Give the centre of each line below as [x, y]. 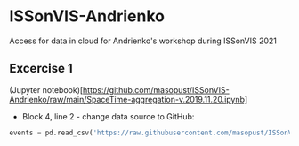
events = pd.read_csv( [51, 133]
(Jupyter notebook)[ [46, 89]
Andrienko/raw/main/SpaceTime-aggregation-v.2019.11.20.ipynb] [128, 99]
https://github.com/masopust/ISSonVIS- [156, 89]
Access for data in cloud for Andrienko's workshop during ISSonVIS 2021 [143, 41]
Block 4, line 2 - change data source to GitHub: [108, 116]
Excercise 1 [41, 69]
